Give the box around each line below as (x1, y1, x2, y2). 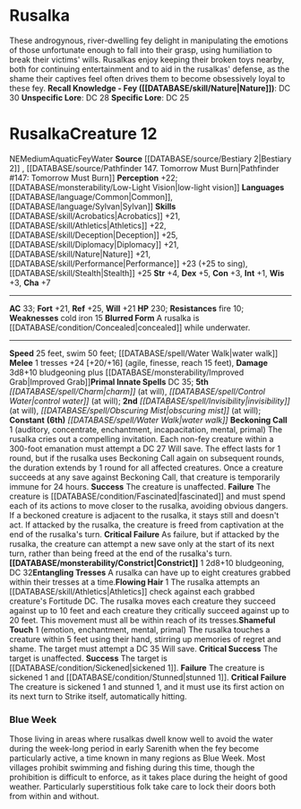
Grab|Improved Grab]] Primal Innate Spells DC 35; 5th (9, 376, 209, 387)
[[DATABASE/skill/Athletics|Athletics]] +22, (9, 220, 168, 231)
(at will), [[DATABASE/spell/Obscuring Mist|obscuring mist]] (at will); (9, 404, 262, 415)
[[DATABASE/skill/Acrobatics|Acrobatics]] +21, (9, 210, 181, 221)
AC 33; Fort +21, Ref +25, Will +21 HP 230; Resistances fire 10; (9, 302, 245, 314)
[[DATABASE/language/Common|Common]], (9, 191, 173, 202)
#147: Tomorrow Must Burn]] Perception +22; (9, 172, 178, 183)
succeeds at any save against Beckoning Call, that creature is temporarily (9, 472, 280, 483)
